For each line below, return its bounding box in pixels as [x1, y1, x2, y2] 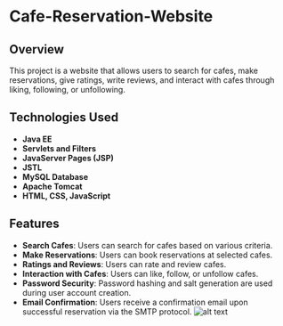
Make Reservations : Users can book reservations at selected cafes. [21, 249, 273, 260]
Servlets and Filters [21, 143, 96, 153]
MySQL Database [21, 171, 89, 182]
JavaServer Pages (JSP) [21, 152, 114, 163]
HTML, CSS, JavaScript [21, 190, 111, 201]
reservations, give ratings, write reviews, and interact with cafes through [9, 75, 275, 86]
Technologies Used [9, 110, 118, 126]
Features [9, 216, 60, 232]
